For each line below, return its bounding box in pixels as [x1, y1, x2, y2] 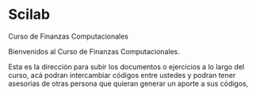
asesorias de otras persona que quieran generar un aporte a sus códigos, [8, 79, 249, 88]
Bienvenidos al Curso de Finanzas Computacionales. [8, 46, 180, 56]
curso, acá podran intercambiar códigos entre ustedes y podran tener [8, 70, 236, 79]
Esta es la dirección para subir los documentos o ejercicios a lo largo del [8, 61, 245, 72]
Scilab [8, 6, 50, 24]
